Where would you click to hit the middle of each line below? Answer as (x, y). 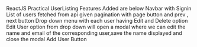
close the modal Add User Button (46, 39)
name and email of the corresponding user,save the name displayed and (94, 33)
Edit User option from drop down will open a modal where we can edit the (96, 27)
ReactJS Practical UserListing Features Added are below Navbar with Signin (99, 8)
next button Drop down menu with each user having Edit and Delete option (97, 21)
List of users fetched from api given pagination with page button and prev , (97, 15)
